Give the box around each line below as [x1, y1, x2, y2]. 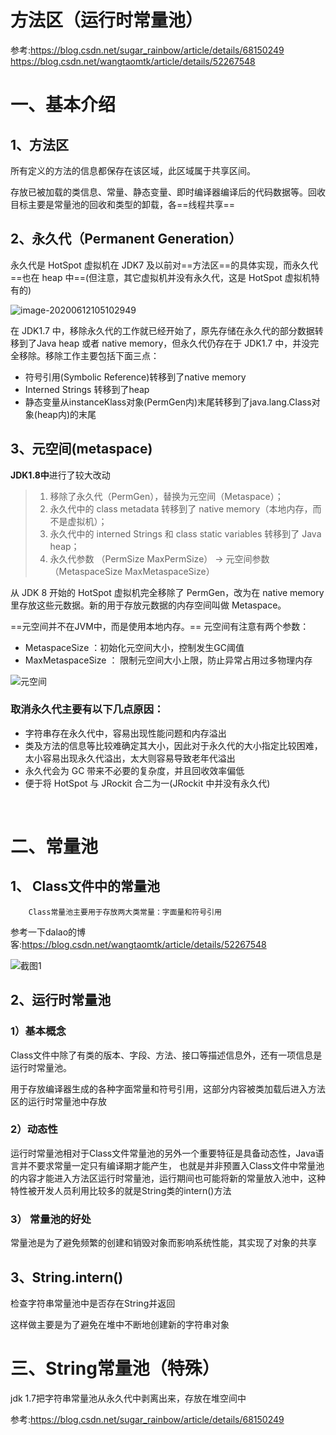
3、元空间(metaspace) [10, 441, 153, 458]
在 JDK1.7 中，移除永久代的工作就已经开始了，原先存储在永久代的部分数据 [10, 324, 315, 336]
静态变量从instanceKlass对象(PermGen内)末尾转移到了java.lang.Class [24, 396, 312, 408]
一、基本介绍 [10, 94, 117, 116]
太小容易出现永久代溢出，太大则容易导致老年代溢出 [24, 752, 236, 764]
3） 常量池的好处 [10, 1212, 92, 1226]
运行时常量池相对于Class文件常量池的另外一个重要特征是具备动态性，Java [10, 1147, 316, 1159]
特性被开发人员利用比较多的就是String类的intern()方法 [10, 1184, 232, 1196]
